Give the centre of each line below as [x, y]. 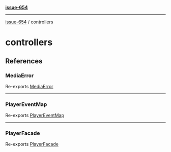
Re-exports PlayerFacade [32, 144]
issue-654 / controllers [29, 22]
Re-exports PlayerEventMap [35, 116]
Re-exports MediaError [29, 86]
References [24, 61]
